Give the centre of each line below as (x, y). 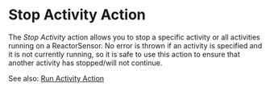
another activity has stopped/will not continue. (85, 63)
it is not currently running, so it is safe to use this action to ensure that (124, 54)
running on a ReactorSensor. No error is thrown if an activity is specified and (135, 45)
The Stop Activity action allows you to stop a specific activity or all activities (134, 37)
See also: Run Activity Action (56, 78)
